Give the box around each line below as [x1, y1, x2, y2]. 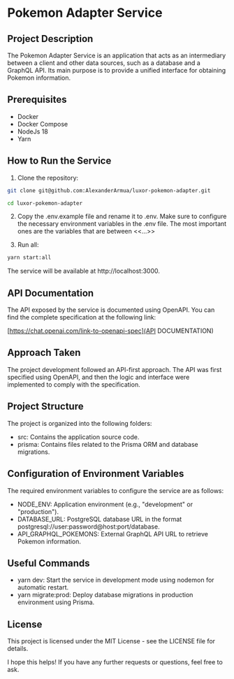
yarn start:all [7, 254, 52, 262]
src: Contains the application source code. [17, 432, 140, 441]
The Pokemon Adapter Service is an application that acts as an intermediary [7, 51, 226, 59]
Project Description [7, 33, 94, 45]
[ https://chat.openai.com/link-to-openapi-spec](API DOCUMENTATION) [7, 327, 214, 335]
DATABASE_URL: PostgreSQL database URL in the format [17, 515, 182, 523]
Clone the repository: [17, 173, 79, 182]
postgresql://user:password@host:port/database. [17, 522, 160, 531]
